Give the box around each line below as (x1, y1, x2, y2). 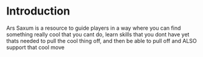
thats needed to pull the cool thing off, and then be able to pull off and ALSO (6, 37, 198, 44)
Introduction (6, 4, 71, 18)
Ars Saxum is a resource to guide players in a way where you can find (6, 24, 181, 32)
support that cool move (6, 44, 65, 51)
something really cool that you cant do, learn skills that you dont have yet (6, 30, 190, 38)
